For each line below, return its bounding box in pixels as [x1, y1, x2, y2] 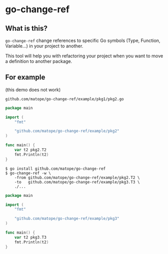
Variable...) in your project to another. [5, 43, 83, 49]
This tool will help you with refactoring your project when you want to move [5, 53, 163, 59]
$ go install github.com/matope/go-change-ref [5, 166, 106, 171]
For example [5, 73, 46, 82]
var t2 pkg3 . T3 [14, 235, 47, 240]
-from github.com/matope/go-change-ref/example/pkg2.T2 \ [14, 175, 140, 180]
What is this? [5, 24, 48, 33]
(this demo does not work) [5, 86, 61, 93]
